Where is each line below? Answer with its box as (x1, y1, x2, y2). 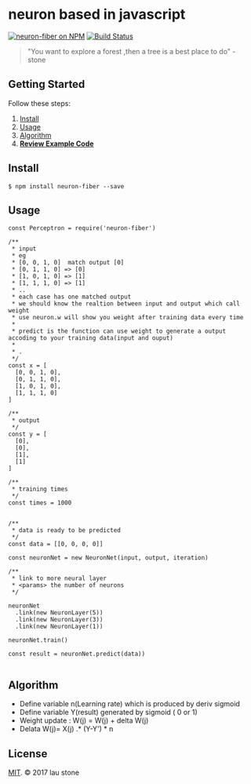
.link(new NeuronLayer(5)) (15, 609, 104, 617)
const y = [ (8, 430, 47, 439)
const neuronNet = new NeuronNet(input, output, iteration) (8, 554, 209, 562)
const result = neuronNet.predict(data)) (8, 650, 146, 658)
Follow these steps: (8, 98, 71, 108)
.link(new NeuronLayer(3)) (15, 616, 104, 624)
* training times (11, 485, 68, 494)
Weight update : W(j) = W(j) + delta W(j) (19, 716, 149, 725)
